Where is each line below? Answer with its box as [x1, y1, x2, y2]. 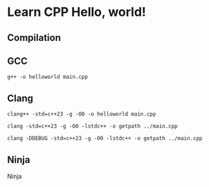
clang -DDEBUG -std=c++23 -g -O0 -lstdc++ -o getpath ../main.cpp [7, 135, 203, 142]
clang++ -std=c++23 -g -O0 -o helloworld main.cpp [7, 111, 156, 118]
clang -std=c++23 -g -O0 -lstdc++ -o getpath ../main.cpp [7, 123, 178, 130]
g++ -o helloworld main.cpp [7, 73, 89, 80]
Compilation [7, 32, 61, 44]
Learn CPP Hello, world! [7, 4, 147, 20]
